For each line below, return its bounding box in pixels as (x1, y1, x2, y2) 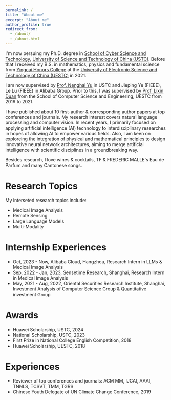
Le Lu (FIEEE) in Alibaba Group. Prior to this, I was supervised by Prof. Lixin (5, 87, 164, 94)
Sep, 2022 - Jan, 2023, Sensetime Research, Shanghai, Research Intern (12, 269, 165, 276)
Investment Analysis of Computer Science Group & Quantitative (12, 286, 147, 292)
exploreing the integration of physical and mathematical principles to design (5, 136, 165, 142)
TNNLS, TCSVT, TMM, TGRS (12, 383, 74, 389)
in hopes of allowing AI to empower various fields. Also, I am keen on (5, 130, 151, 136)
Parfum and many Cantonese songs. (5, 162, 82, 168)
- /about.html (10, 37, 40, 42)
